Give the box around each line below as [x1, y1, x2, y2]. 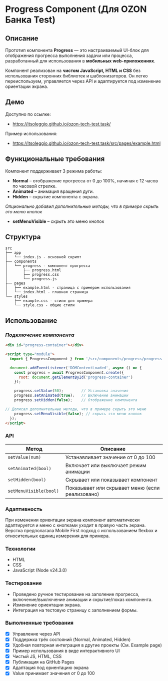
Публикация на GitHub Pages [12, 659, 75, 665]
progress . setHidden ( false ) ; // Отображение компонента [14, 398, 137, 403]
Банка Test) [5, 14, 56, 25]
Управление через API [12, 631, 60, 637]
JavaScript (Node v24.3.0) [12, 567, 67, 573]
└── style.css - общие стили [14, 303, 75, 308]
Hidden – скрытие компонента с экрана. [12, 193, 99, 199]
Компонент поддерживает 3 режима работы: [5, 168, 102, 174]
